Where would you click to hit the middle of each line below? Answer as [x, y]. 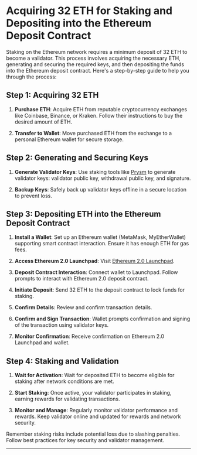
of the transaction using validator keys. [62, 325]
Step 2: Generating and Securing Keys [77, 158]
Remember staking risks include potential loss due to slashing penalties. [93, 434]
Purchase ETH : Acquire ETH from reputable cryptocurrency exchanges [101, 109]
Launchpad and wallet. [42, 343]
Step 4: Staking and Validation [62, 361]
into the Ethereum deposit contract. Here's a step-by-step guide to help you [98, 70]
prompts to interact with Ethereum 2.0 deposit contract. [81, 279]
